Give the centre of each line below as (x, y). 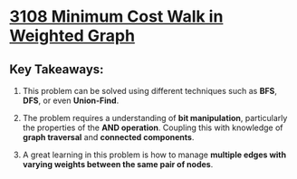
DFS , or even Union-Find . (71, 100)
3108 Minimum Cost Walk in (116, 17)
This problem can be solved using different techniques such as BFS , (150, 91)
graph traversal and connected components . (108, 137)
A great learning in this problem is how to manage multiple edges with (154, 155)
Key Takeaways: (57, 69)
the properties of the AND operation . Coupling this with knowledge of (153, 127)
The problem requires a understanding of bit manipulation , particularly (155, 118)
